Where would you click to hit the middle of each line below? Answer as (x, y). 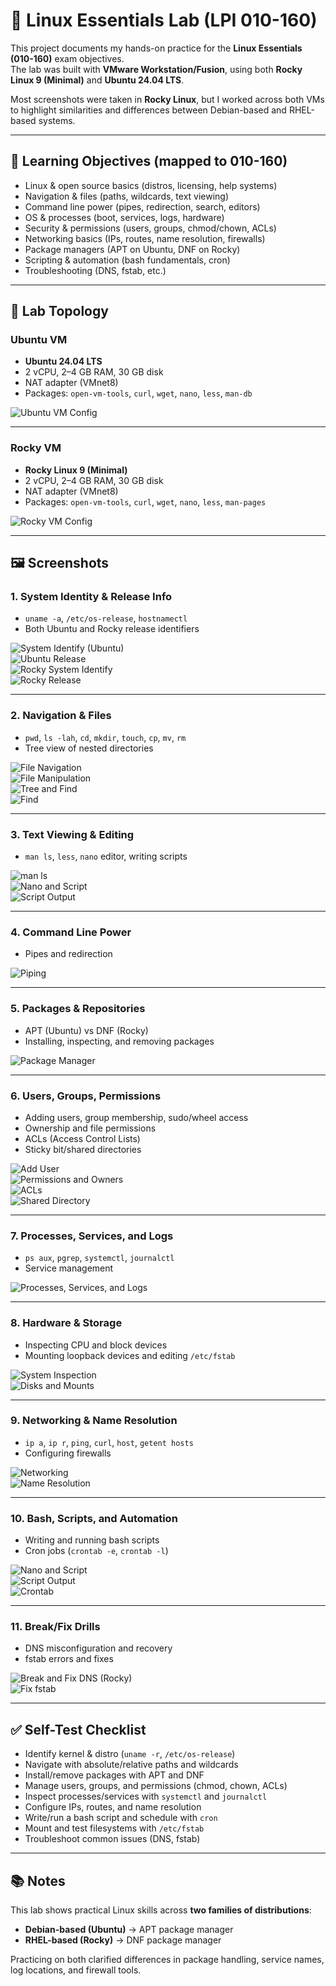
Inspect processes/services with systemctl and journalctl (146, 1796)
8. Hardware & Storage (66, 1323)
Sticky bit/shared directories (83, 1149)
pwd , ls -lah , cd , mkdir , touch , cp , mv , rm (105, 737)
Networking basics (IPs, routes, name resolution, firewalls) (145, 238)
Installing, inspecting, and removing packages (119, 1041)
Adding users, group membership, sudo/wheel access (136, 1117)
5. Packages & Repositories (78, 1009)
